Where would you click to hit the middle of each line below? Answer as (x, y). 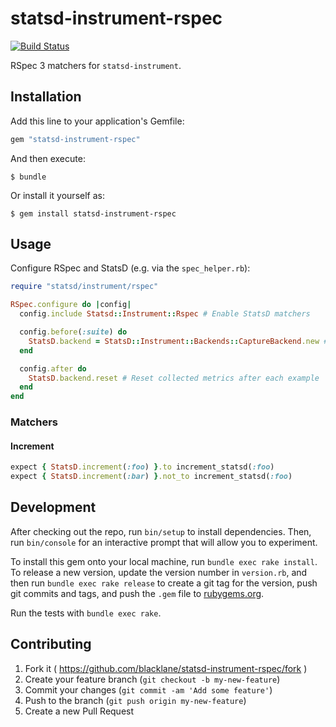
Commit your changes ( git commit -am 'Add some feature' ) (148, 689)
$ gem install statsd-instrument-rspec (93, 213)
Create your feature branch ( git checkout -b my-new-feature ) (152, 679)
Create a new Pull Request (79, 711)
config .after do (53, 368)
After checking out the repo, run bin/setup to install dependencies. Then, (161, 531)
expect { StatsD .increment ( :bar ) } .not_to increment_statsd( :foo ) (151, 477)
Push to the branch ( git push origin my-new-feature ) (135, 700)
